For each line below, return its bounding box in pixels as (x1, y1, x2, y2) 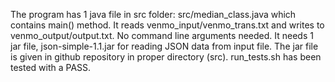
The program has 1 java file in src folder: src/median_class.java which (10, 9, 297, 20)
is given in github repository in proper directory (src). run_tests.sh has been (10, 51, 322, 63)
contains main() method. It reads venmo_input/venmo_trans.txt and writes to (10, 19, 325, 31)
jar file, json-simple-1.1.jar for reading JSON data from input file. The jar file (10, 40, 319, 52)
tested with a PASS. (10, 62, 92, 73)
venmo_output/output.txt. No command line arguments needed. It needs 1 (10, 30, 314, 41)
